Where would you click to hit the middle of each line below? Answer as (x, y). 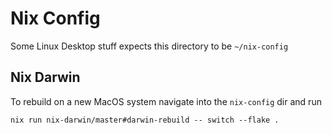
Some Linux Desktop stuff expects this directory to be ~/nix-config (149, 46)
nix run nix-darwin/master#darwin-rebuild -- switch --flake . (145, 120)
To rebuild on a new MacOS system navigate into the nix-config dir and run (166, 101)
